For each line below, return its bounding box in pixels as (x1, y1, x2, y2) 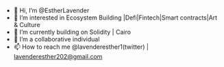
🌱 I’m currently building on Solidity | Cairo (13, 28, 132, 36)
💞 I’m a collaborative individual (13, 35, 100, 43)
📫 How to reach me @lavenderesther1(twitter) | (13, 43, 149, 51)
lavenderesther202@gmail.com (13, 53, 103, 60)
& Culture (13, 21, 40, 28)
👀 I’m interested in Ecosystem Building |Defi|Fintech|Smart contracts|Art (13, 14, 218, 22)
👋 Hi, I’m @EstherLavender (13, 7, 90, 14)
